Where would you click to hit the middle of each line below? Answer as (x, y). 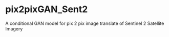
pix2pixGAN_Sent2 (47, 9)
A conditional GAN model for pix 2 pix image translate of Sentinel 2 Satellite (85, 23)
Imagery (14, 28)
